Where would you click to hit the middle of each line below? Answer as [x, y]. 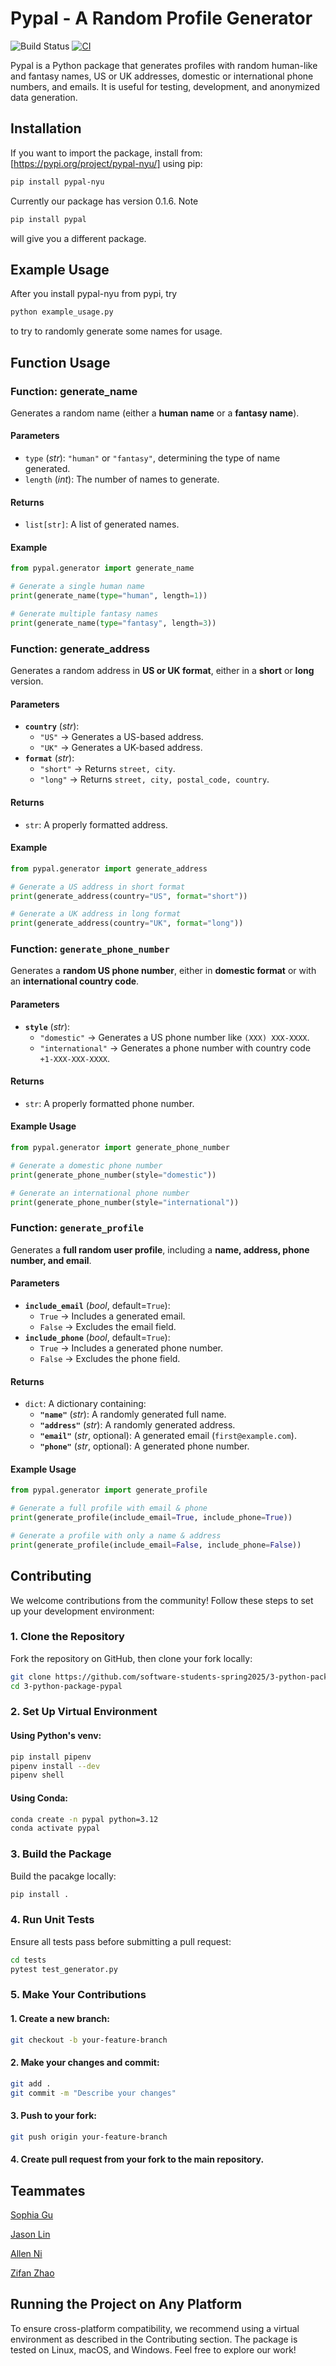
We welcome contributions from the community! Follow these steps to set [162, 1600]
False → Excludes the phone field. [110, 1358]
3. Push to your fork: [53, 2116]
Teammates [48, 2190]
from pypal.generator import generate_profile [109, 1490]
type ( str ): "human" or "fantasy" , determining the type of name [152, 458]
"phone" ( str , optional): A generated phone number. [144, 1446]
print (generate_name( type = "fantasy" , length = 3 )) [113, 623]
